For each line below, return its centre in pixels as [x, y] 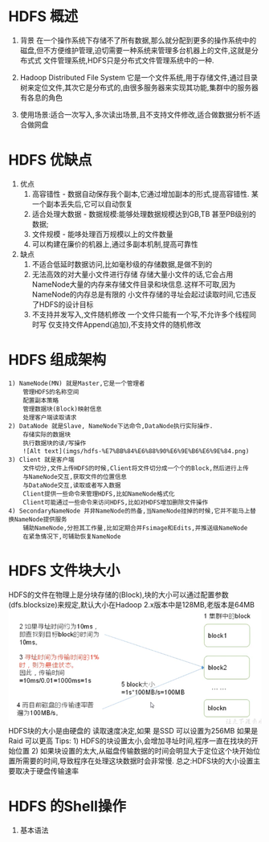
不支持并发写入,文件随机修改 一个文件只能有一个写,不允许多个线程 [141, 314]
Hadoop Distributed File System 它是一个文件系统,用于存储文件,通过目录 [139, 77]
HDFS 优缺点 [50, 160]
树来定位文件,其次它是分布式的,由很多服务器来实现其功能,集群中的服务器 [139, 87]
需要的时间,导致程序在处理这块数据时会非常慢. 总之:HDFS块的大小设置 [138, 761]
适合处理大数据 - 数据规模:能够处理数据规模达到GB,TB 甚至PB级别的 [144, 214]
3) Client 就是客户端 [41, 460]
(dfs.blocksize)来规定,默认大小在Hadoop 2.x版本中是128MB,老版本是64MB [132, 604]
